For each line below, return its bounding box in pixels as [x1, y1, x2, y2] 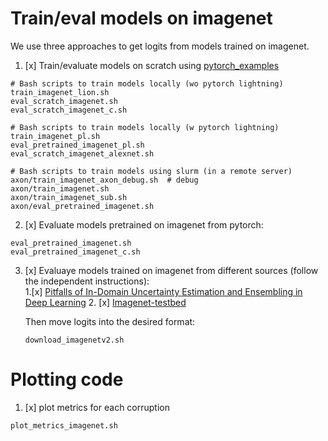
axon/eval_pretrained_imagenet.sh [10, 201, 155, 211]
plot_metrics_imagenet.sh [10, 420, 118, 431]
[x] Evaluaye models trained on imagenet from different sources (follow [24, 264, 319, 276]
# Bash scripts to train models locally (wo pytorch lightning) [10, 78, 284, 89]
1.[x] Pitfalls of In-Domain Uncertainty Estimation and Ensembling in [24, 285, 303, 297]
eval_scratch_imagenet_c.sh [10, 105, 128, 115]
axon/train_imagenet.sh [10, 183, 110, 194]
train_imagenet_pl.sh [10, 131, 101, 141]
